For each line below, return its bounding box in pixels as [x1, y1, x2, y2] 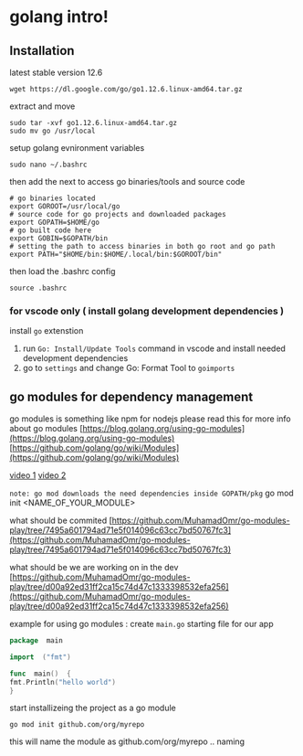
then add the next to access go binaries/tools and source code [9, 176, 246, 186]
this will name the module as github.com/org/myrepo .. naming [9, 736, 245, 747]
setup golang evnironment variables [9, 143, 145, 153]
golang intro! [9, 6, 110, 27]
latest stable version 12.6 [9, 67, 103, 78]
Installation [9, 43, 75, 59]
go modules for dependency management [9, 389, 254, 404]
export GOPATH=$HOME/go [9, 218, 100, 227]
